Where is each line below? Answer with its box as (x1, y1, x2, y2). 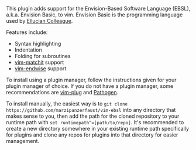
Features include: (6, 29, 48, 36)
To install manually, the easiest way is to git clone (6, 100, 128, 107)
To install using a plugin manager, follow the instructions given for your (6, 76, 177, 83)
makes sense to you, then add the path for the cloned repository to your (6, 112, 180, 120)
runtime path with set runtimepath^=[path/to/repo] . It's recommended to (6, 119, 184, 125)
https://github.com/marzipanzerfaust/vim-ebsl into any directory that (6, 107, 176, 113)
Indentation (14, 46, 42, 53)
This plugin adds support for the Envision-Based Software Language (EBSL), (6, 5, 191, 12)
